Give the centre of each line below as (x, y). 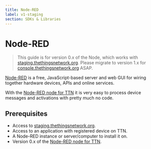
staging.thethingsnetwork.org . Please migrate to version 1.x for (81, 63)
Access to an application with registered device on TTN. (70, 131)
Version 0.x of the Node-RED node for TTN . (57, 142)
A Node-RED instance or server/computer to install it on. (70, 136)
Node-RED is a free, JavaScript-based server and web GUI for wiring (76, 78)
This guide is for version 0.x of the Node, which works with (77, 57)
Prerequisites (26, 113)
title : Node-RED (22, 10)
